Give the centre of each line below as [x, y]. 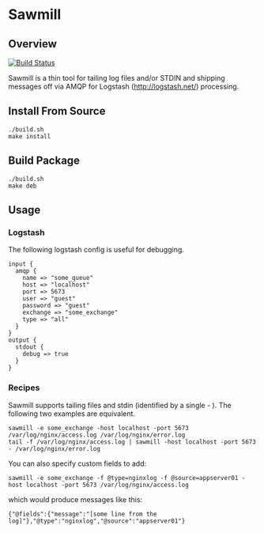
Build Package [44, 161]
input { [21, 264]
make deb [23, 186]
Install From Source [57, 111]
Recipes [24, 387]
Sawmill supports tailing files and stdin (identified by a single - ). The [120, 405]
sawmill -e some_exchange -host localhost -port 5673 [99, 428]
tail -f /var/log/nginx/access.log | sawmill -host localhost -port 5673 [132, 442]
